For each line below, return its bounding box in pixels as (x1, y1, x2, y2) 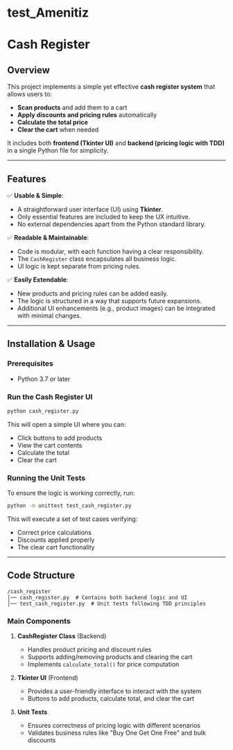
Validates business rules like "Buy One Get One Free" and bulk (27, 728, 207, 737)
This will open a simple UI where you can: (7, 420, 126, 428)
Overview (7, 64, 51, 76)
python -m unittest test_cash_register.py (7, 502, 132, 509)
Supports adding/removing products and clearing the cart (27, 653, 193, 661)
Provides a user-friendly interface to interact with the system (27, 687, 202, 695)
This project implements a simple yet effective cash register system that (7, 83, 216, 91)
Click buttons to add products (17, 434, 103, 442)
